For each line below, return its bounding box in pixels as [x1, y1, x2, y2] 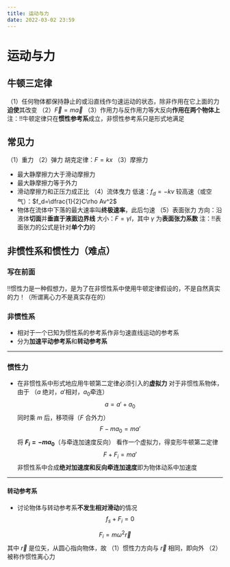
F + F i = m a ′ [103, 450, 138, 460]
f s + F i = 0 [105, 514, 135, 524]
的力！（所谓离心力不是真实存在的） [7, 292, 110, 301]
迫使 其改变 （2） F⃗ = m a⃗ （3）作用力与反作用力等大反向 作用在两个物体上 [7, 106, 220, 114]
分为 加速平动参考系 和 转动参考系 [16, 337, 107, 345]
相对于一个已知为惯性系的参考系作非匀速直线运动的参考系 [16, 329, 179, 337]
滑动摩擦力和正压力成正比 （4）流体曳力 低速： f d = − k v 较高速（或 [16, 187, 207, 198]
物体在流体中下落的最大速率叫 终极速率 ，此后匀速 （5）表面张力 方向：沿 [16, 206, 222, 214]
